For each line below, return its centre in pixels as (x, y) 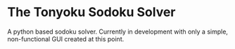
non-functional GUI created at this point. (66, 38)
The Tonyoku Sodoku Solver (91, 12)
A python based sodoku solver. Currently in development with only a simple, (118, 31)
